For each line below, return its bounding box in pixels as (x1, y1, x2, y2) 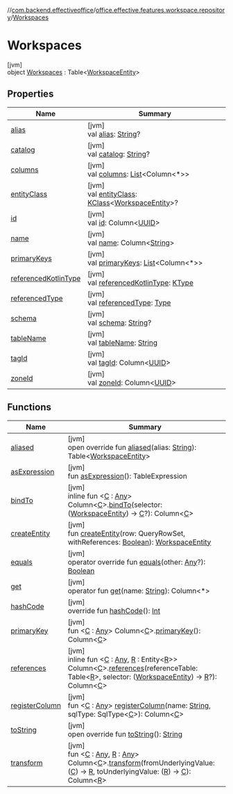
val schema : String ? (87, 318, 152, 327)
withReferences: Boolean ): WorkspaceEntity (67, 537, 212, 546)
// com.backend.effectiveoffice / (7, 6, 96, 14)
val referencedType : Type (87, 298, 171, 307)
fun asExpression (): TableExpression (67, 471, 187, 480)
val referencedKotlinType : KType (87, 277, 194, 287)
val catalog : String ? (87, 149, 150, 159)
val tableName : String (87, 337, 158, 347)
